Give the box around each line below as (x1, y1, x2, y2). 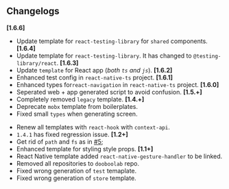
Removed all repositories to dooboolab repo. (16, 159, 140, 167)
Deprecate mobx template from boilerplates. (16, 102, 138, 110)
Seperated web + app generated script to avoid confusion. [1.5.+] (16, 88, 203, 96)
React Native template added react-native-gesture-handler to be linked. (16, 152, 223, 160)
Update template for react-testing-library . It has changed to (16, 51, 193, 60)
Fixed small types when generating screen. (16, 110, 138, 118)
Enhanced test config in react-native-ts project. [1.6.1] (16, 73, 173, 81)
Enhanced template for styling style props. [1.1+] (16, 144, 154, 153)
